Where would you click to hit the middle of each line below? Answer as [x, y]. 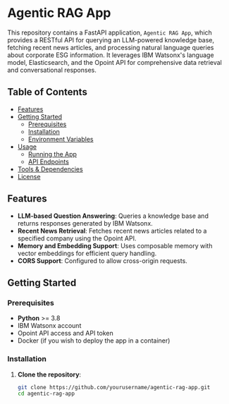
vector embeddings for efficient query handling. [87, 253]
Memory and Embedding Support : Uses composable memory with [115, 245]
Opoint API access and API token [66, 333]
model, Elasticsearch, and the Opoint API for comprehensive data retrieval [114, 62]
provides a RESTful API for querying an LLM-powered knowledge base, [111, 39]
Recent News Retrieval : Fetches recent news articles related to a [112, 231]
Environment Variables [61, 139]
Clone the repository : [49, 374]
